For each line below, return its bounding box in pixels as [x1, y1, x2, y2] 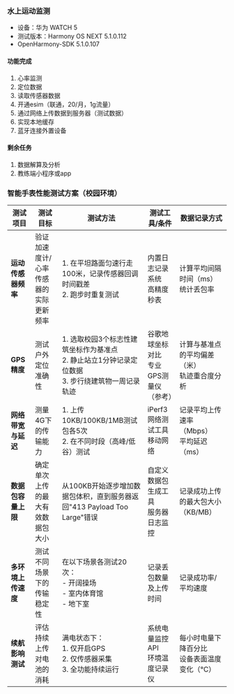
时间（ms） [179, 274, 217, 284]
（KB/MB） [179, 507, 217, 516]
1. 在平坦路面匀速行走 [61, 259, 134, 268]
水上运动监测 [7, 6, 51, 15]
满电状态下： [61, 633, 104, 642]
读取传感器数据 [17, 91, 61, 99]
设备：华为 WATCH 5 [17, 23, 78, 32]
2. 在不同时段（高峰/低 [61, 437, 136, 446]
